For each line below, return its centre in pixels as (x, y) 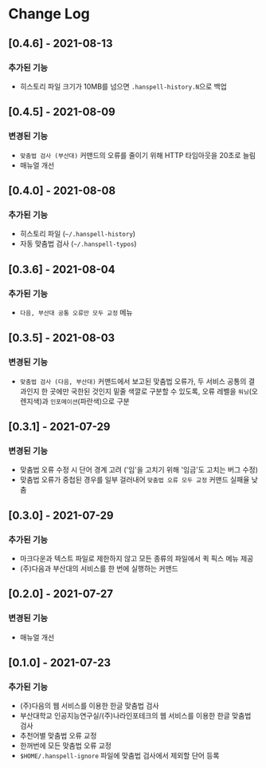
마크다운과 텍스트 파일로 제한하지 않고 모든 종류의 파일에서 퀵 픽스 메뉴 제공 (137, 558)
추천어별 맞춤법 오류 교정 (58, 736)
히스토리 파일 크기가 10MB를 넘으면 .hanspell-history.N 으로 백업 (123, 86)
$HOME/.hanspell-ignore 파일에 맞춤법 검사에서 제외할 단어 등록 (119, 756)
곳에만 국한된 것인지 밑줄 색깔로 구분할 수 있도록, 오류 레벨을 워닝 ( (151, 391)
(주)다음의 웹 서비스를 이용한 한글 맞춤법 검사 (89, 706)
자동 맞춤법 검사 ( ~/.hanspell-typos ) (78, 243)
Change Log (49, 14)
